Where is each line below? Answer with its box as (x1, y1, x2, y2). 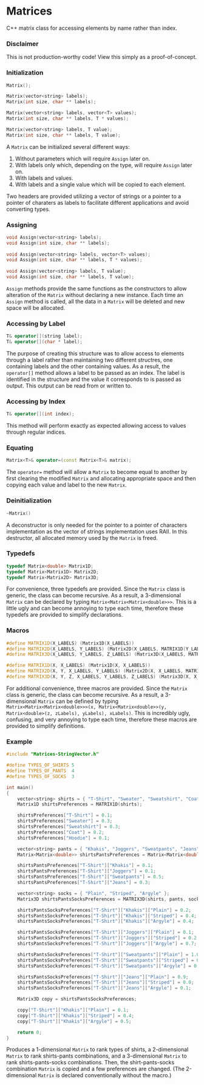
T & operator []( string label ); (6, 333, 83, 340)
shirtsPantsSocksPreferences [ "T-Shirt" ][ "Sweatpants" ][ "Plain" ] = (17, 951, 189, 957)
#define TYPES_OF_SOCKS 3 (6, 773, 75, 779)
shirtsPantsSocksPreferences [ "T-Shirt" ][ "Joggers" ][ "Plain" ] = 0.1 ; (17, 929, 194, 936)
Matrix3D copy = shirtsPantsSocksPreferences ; (17, 996, 137, 1002)
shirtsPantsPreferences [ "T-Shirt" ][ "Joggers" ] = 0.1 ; (17, 868, 156, 874)
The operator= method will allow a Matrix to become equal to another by (6, 468, 188, 476)
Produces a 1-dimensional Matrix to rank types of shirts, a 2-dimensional (6, 1046, 189, 1053)
